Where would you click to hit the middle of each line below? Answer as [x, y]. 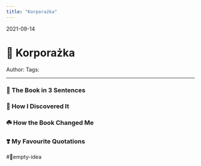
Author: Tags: [23, 69]
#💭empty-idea [24, 156]
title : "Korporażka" [32, 12]
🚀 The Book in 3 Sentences [46, 90]
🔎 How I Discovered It [38, 106]
